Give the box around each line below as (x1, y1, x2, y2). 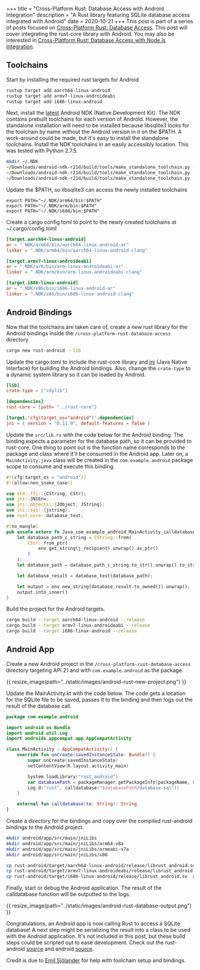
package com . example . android (6, 714, 79, 719)
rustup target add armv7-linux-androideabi (6, 93, 116, 99)
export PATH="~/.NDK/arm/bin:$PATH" (6, 202, 97, 209)
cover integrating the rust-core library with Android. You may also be (6, 30, 174, 37)
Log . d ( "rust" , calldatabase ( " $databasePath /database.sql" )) (27, 785, 180, 791)
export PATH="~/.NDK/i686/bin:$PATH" (6, 208, 100, 214)
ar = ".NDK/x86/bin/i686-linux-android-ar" (6, 286, 116, 292)
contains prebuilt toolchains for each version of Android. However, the (6, 115, 179, 123)
